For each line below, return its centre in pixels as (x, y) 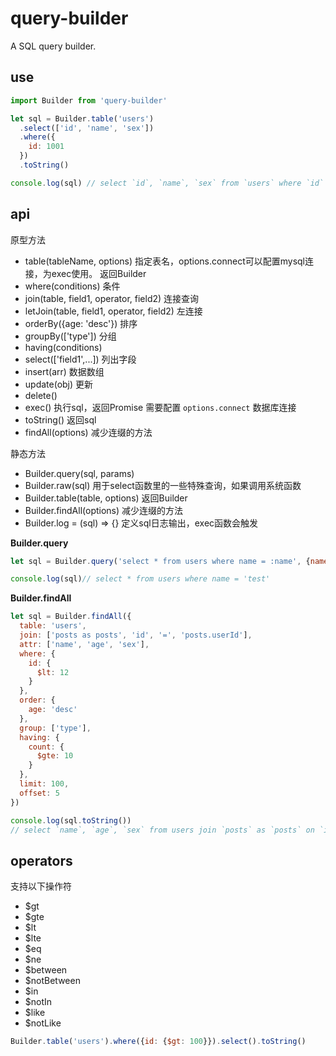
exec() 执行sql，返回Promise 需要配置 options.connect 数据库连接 (160, 407)
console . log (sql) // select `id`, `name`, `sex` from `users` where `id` (167, 183)
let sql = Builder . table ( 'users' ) (82, 118)
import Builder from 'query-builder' (89, 100)
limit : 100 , (44, 784)
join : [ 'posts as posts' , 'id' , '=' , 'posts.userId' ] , (136, 635)
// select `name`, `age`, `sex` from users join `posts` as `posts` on (162, 830)
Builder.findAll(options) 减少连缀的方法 (104, 510)
